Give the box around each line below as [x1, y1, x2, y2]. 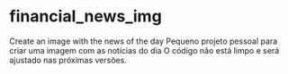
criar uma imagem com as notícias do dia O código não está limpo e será [9, 45, 280, 55]
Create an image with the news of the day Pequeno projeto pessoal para [9, 36, 278, 46]
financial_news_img [9, 6, 162, 27]
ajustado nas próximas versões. [9, 54, 128, 65]
